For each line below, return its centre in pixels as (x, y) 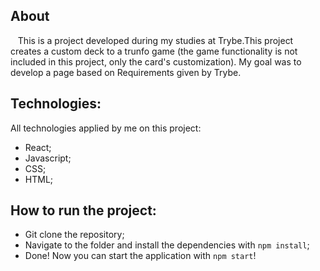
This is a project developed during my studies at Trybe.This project (155, 40)
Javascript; (48, 158)
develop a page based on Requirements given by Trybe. (126, 72)
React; (38, 147)
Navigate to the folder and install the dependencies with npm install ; (167, 245)
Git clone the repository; (74, 235)
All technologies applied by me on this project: (106, 128)
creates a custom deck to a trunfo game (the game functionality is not (154, 51)
